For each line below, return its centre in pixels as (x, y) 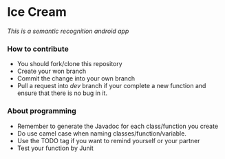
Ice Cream (37, 12)
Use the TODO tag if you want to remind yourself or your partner (109, 140)
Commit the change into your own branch (76, 78)
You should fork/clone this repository (69, 64)
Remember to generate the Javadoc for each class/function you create (118, 126)
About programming (42, 111)
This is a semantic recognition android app (68, 31)
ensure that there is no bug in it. (62, 93)
